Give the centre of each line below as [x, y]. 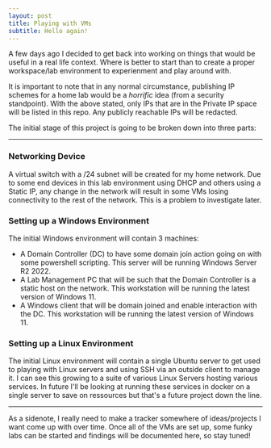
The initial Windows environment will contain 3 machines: [104, 238]
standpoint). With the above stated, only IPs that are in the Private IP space [133, 104]
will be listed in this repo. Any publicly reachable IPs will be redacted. [123, 112]
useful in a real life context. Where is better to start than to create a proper [132, 62]
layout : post [30, 16]
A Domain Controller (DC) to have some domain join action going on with [141, 253]
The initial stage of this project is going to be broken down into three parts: [132, 128]
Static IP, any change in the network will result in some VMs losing [119, 191]
